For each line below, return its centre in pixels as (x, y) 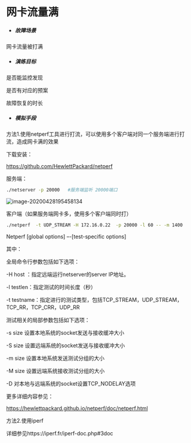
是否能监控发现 (24, 78)
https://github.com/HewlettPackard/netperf (59, 166)
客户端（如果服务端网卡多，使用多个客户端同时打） (69, 214)
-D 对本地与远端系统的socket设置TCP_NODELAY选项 (71, 383)
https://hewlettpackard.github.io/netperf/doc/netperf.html (77, 408)
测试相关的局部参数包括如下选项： (48, 320)
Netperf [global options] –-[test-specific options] (66, 236)
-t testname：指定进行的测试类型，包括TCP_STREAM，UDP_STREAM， (94, 299)
